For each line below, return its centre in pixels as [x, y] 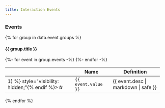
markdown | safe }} [135, 87]
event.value [89, 84]
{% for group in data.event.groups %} [43, 37]
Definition [135, 72]
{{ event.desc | [130, 81]
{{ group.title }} [21, 49]
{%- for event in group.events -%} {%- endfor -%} [56, 60]
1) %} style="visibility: [33, 81]
